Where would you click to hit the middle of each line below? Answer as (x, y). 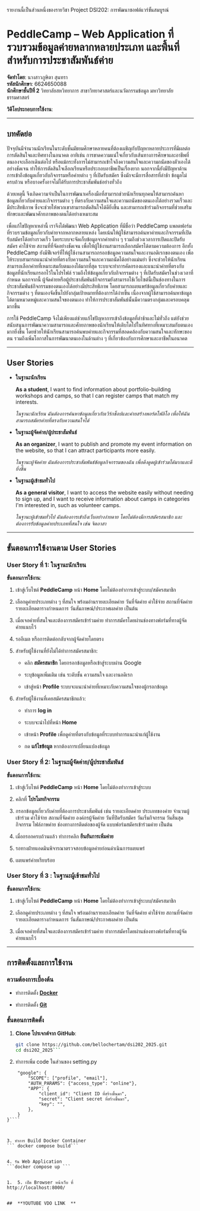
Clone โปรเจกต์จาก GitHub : (46, 1033)
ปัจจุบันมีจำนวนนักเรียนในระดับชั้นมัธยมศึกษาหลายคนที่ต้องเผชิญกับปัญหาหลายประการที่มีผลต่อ (99, 148)
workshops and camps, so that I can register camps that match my (97, 395)
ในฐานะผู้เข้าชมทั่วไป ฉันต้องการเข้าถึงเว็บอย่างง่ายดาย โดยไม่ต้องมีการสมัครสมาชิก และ (99, 517)
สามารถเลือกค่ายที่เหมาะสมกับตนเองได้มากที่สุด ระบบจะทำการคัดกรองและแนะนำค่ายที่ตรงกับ (96, 266)
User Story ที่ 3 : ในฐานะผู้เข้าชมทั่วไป (53, 875)
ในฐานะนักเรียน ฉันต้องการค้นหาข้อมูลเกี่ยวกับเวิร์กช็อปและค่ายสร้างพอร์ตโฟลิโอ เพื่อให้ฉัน (102, 413)
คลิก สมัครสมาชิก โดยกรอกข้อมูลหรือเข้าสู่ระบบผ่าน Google (83, 663)
